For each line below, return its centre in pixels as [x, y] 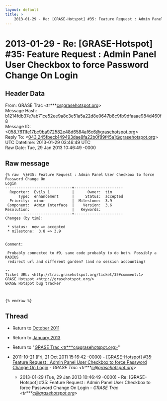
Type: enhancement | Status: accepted [71, 197]
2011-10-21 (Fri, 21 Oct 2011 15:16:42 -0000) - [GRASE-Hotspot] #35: [82, 357]
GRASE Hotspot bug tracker [33, 284]
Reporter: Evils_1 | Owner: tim [61, 192]
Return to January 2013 [36, 338]
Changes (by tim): [24, 218]
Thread [17, 316]
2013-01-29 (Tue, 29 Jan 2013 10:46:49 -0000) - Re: [74, 377]
